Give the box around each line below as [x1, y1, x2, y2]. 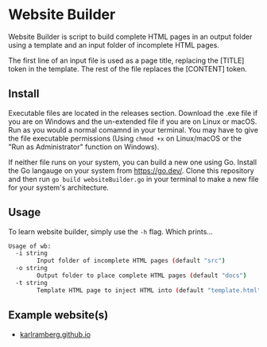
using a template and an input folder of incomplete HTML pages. [8, 40, 220, 49]
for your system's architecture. [8, 183, 110, 192]
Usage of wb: [8, 242, 52, 250]
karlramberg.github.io [19, 330, 91, 339]
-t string [15, 279, 48, 287]
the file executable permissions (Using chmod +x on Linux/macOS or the [8, 133, 242, 143]
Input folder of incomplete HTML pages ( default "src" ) [37, 256, 226, 265]
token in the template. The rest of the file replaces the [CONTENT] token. [8, 64, 248, 73]
